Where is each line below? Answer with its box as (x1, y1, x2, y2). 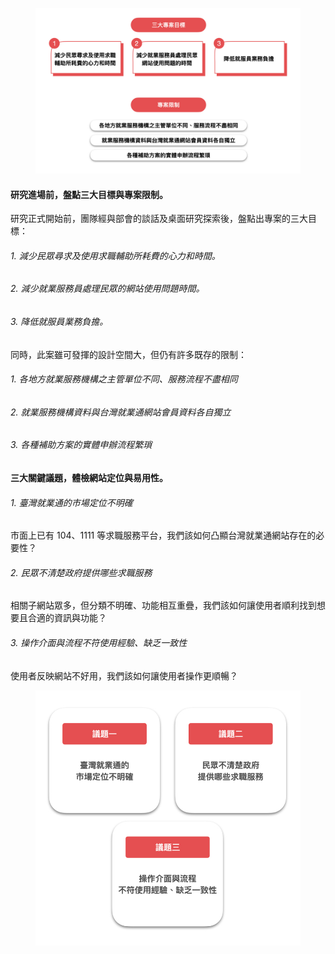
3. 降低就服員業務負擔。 (10, 316, 109, 328)
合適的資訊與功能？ (27, 612, 107, 624)
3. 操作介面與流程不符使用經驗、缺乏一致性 (10, 637, 188, 649)
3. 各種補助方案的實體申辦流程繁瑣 (10, 439, 153, 451)
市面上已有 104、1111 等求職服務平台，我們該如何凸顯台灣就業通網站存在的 (10, 529, 317, 542)
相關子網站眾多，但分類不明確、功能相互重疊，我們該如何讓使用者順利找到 (10, 599, 317, 612)
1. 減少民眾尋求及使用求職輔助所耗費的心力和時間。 (10, 249, 221, 262)
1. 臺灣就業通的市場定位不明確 (10, 496, 133, 508)
